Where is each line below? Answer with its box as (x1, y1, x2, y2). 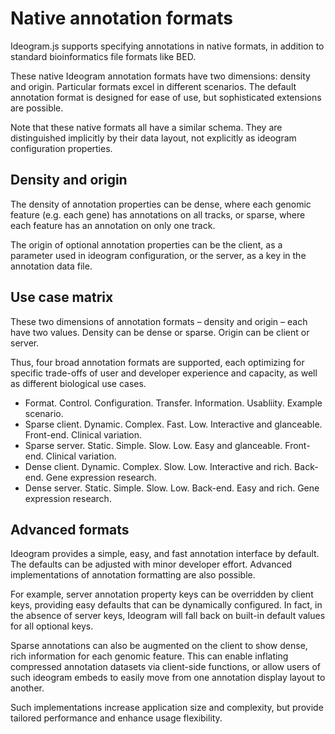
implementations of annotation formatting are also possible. (10, 569, 256, 581)
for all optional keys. (10, 620, 94, 632)
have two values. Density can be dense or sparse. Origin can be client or (10, 326, 310, 338)
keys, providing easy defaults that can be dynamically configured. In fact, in (10, 599, 323, 611)
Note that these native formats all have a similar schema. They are (10, 121, 283, 133)
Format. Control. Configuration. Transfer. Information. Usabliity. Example (24, 397, 323, 409)
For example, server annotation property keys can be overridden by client (10, 588, 314, 601)
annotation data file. (10, 260, 93, 272)
